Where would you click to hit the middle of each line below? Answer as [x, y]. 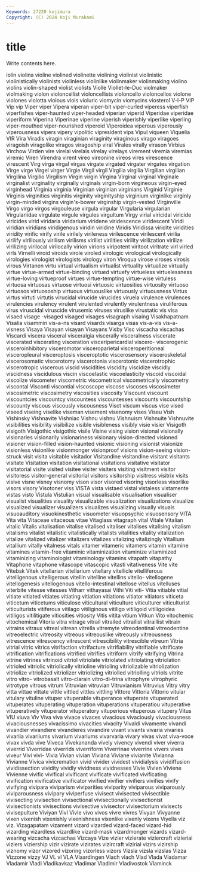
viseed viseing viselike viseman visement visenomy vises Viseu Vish [90, 412]
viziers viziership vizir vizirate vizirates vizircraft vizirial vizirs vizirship [92, 844]
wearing [16, 838]
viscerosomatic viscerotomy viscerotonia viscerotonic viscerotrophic [91, 361]
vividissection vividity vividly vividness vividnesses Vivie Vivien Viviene [94, 768]
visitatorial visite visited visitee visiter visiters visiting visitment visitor [91, 469]
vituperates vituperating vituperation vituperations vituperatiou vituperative [99, 704]
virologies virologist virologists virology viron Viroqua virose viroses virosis [98, 259]
